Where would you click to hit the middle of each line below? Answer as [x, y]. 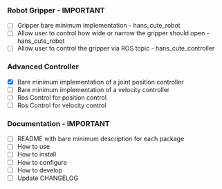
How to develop [40, 170]
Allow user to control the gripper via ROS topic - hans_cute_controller [116, 48]
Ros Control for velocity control [62, 105]
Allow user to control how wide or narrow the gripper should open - [113, 33]
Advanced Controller [43, 66]
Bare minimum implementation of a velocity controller [93, 89]
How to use [34, 147]
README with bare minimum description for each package [101, 139]
